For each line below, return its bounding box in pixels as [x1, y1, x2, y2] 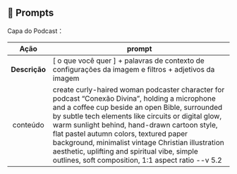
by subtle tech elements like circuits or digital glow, [52, 111, 222, 120]
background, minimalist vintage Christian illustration [52, 137, 224, 147]
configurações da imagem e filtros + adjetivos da [52, 64, 215, 74]
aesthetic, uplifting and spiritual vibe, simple [52, 146, 199, 156]
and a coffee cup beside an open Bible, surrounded [52, 102, 223, 112]
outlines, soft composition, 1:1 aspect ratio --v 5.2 [52, 155, 222, 165]
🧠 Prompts [7, 7, 54, 19]
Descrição [11, 64, 47, 74]
